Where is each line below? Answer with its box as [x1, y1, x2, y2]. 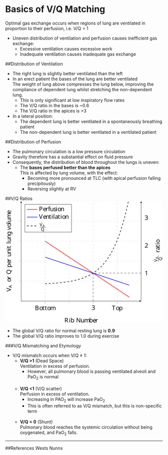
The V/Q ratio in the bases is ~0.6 [19, 102, 89, 108]
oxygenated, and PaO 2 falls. [19, 429, 78, 436]
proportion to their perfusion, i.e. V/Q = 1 [5, 25, 88, 31]
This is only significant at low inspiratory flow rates [19, 97, 125, 103]
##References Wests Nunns [5, 445, 63, 451]
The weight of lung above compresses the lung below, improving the [12, 81, 154, 87]
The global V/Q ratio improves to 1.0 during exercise [12, 333, 119, 339]
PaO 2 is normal [27, 374, 59, 381]
